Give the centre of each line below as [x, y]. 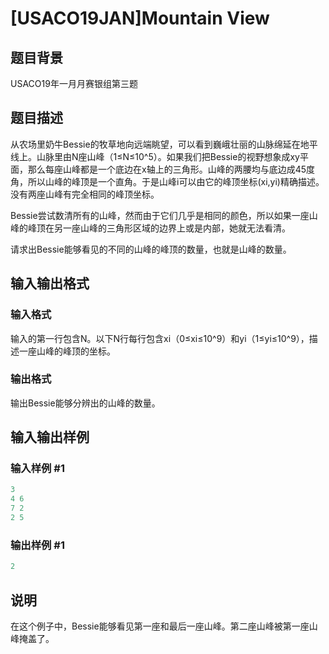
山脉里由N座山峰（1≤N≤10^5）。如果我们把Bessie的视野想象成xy [168, 156]
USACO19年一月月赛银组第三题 [74, 83]
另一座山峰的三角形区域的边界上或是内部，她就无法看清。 [172, 228]
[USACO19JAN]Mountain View [140, 18]
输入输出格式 [50, 283]
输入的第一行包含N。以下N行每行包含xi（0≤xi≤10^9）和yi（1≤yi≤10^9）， [160, 338]
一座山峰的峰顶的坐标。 [67, 351]
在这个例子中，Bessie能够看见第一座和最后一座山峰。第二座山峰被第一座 [160, 626]
